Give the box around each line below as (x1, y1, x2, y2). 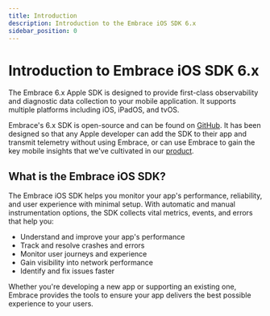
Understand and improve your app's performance (19, 232, 185, 242)
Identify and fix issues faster (19, 266, 115, 276)
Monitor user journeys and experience (19, 249, 147, 259)
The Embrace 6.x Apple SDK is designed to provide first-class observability (8, 88, 259, 97)
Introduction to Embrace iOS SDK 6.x (8, 61, 260, 80)
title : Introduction (8, 11, 78, 20)
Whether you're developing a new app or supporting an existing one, (8, 282, 237, 292)
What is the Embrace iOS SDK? (8, 170, 167, 183)
